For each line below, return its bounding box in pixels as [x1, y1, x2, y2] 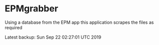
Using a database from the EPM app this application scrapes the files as [5, 19, 154, 25]
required [5, 24, 23, 30]
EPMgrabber [5, 3, 58, 14]
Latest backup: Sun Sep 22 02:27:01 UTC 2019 [5, 34, 102, 40]
